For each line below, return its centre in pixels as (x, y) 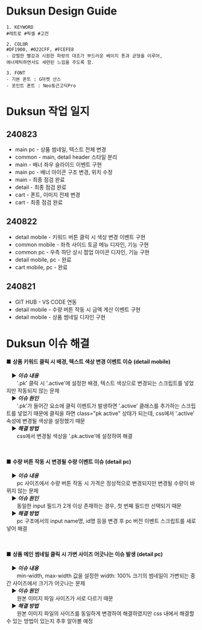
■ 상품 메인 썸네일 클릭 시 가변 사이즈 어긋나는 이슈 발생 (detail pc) (85, 554)
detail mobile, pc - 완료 (43, 259)
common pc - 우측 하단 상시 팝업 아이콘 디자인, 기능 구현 (82, 252)
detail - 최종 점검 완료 (41, 187)
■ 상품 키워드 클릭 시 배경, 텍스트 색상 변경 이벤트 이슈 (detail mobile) (88, 361)
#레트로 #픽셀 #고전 (28, 34)
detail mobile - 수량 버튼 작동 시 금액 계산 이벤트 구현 (77, 309)
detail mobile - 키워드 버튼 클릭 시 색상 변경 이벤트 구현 (80, 237)
